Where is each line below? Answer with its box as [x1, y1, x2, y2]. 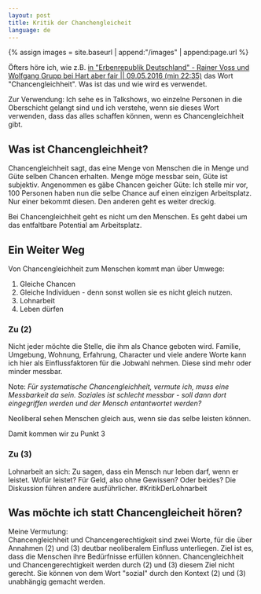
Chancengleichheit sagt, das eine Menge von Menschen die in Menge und [8, 163, 249, 173]
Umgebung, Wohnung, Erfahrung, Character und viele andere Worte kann [8, 350, 247, 360]
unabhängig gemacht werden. [8, 577, 106, 586]
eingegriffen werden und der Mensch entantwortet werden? [8, 398, 202, 409]
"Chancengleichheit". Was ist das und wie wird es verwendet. [8, 79, 208, 89]
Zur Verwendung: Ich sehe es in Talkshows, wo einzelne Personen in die [8, 95, 242, 104]
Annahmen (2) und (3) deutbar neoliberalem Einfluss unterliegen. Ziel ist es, [8, 544, 254, 553]
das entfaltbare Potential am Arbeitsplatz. [8, 221, 142, 230]
